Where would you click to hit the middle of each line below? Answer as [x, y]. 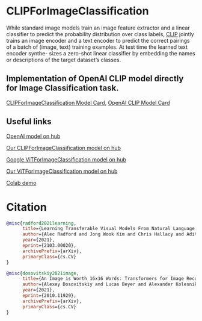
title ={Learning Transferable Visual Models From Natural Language [109, 229]
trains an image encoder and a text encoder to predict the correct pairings [98, 40]
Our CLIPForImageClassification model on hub [64, 148]
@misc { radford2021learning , [41, 223]
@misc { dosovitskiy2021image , [43, 273]
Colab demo [21, 182]
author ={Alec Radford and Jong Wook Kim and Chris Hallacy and [103, 234]
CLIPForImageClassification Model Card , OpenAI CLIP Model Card [88, 102]
